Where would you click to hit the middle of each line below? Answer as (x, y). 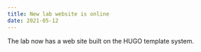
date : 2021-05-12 (33, 21)
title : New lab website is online (59, 14)
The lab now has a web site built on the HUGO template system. (101, 41)
